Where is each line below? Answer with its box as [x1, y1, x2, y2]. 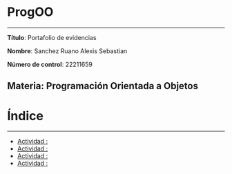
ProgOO [7, 4, 54, 20]
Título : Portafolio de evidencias [7, 33, 97, 41]
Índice [7, 108, 43, 124]
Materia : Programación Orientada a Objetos [7, 80, 199, 92]
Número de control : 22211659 [7, 60, 93, 68]
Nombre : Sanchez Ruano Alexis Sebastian [7, 46, 128, 55]
